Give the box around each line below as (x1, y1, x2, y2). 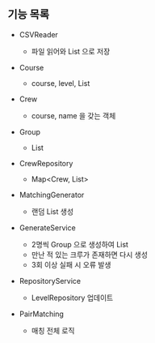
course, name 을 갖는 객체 (31, 110, 116, 120)
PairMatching (19, 309, 64, 319)
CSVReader (19, 29, 58, 39)
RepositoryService (19, 276, 82, 285)
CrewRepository (19, 158, 73, 168)
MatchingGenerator (19, 190, 85, 199)
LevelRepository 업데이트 (31, 293, 114, 302)
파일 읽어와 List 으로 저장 (31, 46, 111, 56)
